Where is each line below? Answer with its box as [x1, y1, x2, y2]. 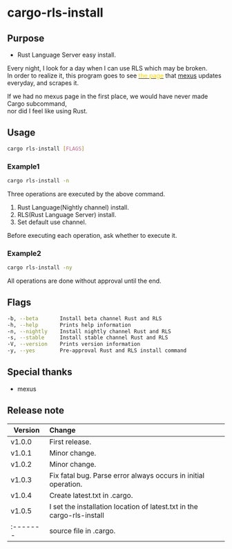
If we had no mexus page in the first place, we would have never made [7, 92, 209, 100]
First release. [49, 437, 92, 447]
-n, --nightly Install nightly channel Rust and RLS [7, 328, 171, 335]
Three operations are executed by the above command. [7, 189, 166, 198]
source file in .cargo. [49, 525, 116, 535]
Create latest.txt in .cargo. [49, 490, 133, 500]
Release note [7, 404, 64, 416]
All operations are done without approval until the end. [7, 277, 162, 285]
